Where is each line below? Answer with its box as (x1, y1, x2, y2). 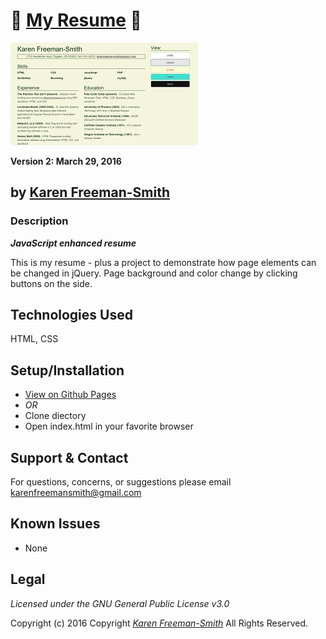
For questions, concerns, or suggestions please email (10, 476, 232, 488)
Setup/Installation (10, 362, 125, 379)
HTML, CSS (10, 333, 59, 345)
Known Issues (10, 515, 101, 533)
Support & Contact (10, 449, 129, 466)
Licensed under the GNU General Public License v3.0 (10, 597, 230, 609)
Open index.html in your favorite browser (24, 420, 194, 433)
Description (10, 214, 69, 228)
